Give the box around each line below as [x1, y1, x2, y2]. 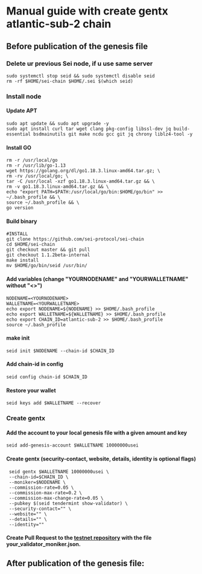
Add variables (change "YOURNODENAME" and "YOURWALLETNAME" [6, 276, 189, 282]
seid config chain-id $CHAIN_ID [6, 374, 87, 380]
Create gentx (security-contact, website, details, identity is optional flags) [6, 455, 196, 462]
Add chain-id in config [6, 361, 63, 368]
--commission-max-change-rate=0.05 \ [8, 495, 104, 501]
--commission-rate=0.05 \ [8, 485, 74, 491]
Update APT [6, 107, 37, 114]
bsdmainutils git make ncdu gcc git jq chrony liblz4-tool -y [33, 131, 193, 137]
